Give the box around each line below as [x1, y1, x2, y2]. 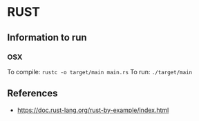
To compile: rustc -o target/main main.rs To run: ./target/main [7, 67, 192, 76]
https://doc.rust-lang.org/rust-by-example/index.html [17, 106, 169, 114]
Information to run [7, 32, 88, 43]
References [7, 87, 58, 100]
